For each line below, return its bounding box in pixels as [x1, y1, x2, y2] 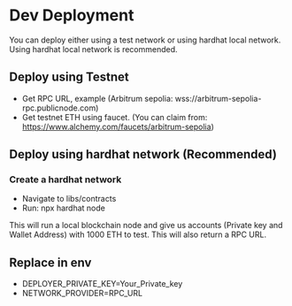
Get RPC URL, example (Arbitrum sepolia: [21, 93, 173, 103]
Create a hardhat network [9, 173, 122, 186]
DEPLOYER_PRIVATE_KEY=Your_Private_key [21, 279, 183, 289]
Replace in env [9, 255, 92, 270]
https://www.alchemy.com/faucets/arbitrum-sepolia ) [21, 121, 214, 132]
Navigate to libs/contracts [21, 194, 117, 204]
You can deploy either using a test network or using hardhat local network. [9, 34, 281, 45]
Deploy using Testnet [9, 70, 130, 85]
